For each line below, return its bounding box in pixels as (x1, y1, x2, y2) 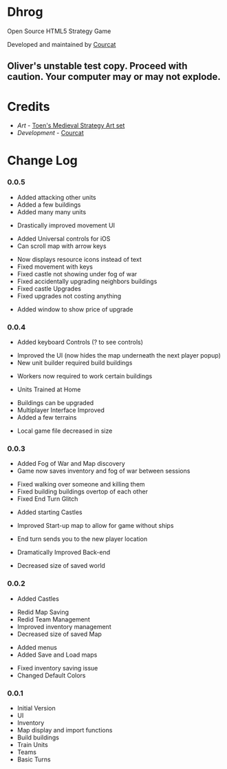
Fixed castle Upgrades (17, 284, 81, 293)
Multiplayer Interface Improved (17, 406, 105, 414)
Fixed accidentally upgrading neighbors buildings (17, 277, 158, 285)
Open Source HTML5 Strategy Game (7, 27, 111, 35)
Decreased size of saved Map (17, 630, 102, 638)
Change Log (7, 153, 78, 169)
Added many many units (17, 207, 87, 216)
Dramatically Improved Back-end (17, 548, 111, 557)
